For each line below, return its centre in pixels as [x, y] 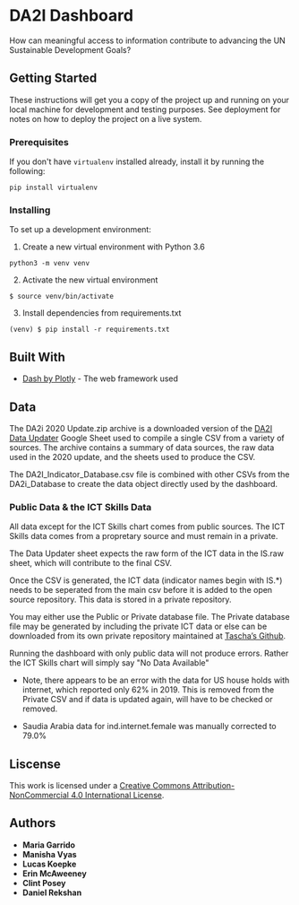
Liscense [35, 764]
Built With [37, 357]
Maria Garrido [49, 845]
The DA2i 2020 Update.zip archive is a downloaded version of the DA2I [141, 428]
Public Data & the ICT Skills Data [81, 507]
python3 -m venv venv [50, 264]
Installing [30, 210]
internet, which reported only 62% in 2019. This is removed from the [148, 690]
